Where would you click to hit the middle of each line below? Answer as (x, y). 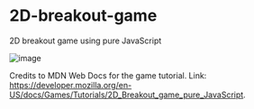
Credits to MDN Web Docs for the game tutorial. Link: (108, 75)
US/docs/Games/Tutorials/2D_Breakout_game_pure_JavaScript (127, 95)
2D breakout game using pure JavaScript (86, 41)
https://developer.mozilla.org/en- (71, 85)
